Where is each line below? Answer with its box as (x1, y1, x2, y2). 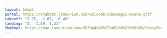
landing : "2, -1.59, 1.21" (4, 21, 61, 26)
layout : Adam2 (4, 7, 34, 12)
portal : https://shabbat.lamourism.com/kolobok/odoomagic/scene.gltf (4, 12, 153, 17)
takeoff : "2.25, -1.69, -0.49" (4, 16, 70, 21)
